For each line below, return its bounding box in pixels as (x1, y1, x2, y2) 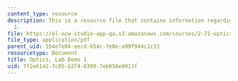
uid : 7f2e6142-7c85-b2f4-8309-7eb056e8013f (7, 63, 138, 70)
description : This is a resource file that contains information (7, 17, 204, 24)
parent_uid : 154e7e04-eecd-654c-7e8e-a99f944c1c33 (7, 43, 160, 50)
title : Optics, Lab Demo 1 (7, 56, 87, 63)
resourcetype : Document (7, 50, 78, 57)
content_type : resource (7, 10, 78, 18)
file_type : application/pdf (7, 37, 91, 44)
